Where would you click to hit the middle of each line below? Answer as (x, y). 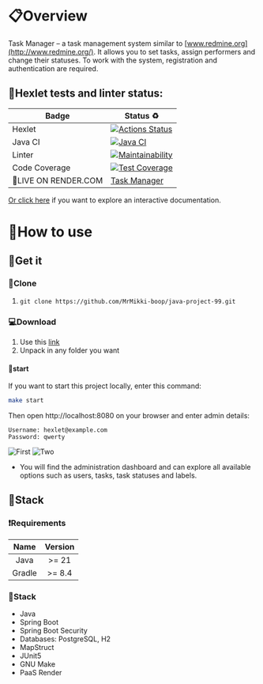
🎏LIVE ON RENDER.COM (58, 180)
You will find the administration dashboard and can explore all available (135, 467)
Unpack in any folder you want (70, 350)
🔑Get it (25, 261)
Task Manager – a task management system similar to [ (98, 43)
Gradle (24, 573)
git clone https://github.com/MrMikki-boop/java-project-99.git (128, 301)
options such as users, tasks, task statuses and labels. (108, 475)
